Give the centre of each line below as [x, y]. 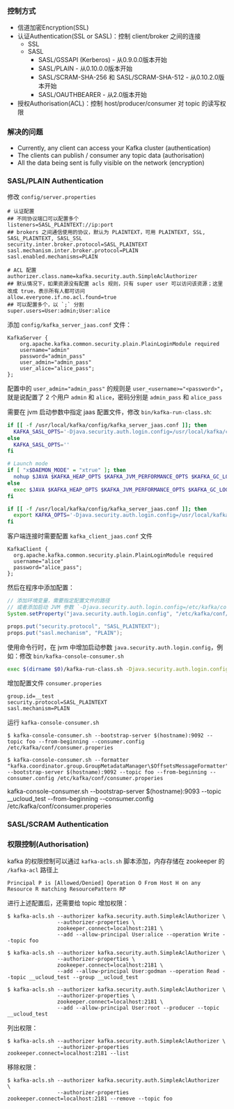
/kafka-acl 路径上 [33, 869]
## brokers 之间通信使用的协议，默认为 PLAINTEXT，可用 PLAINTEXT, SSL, [107, 232]
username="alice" [39, 561]
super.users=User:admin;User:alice [59, 311]
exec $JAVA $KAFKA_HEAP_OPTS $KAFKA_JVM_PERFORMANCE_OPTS [100, 490]
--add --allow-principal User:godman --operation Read [138, 971]
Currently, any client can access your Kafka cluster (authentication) [114, 147]
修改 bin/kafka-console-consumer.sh [71, 656]
